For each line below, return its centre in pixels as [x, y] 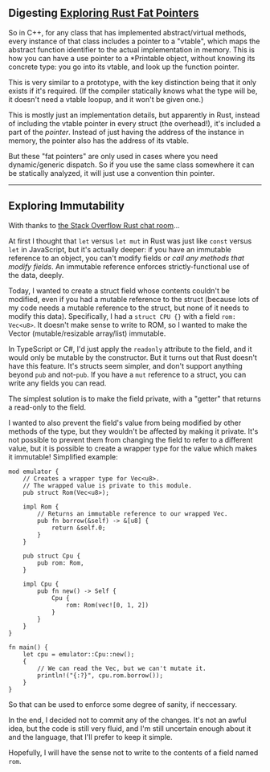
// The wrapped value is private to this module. [108, 485]
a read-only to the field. [47, 407]
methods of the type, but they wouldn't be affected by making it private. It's [133, 431]
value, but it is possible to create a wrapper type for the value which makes [133, 448]
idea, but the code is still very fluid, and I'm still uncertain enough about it [130, 728]
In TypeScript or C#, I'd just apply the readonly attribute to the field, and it [130, 349]
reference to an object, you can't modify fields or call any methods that [127, 258]
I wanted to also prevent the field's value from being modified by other [125, 423]
